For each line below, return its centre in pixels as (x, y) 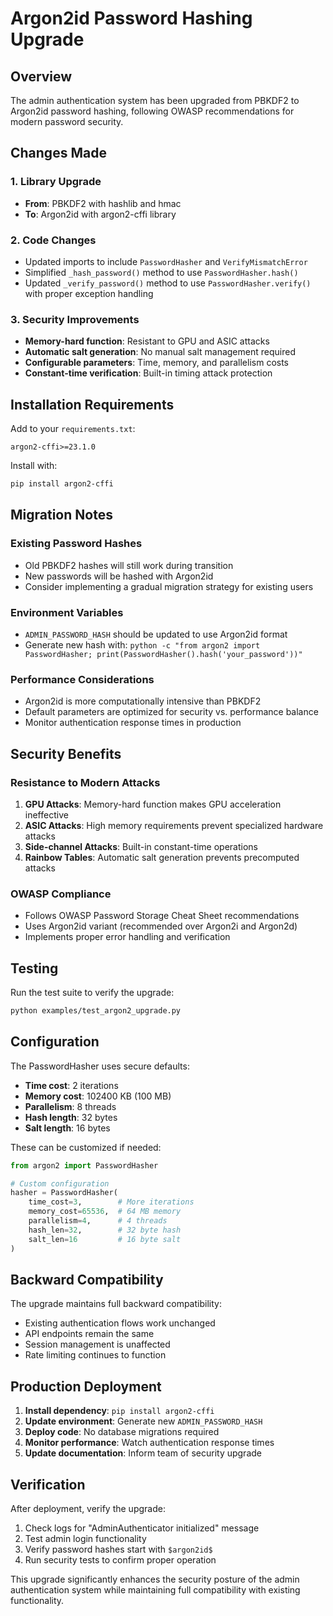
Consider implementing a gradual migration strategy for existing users (169, 586)
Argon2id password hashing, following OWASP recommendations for (152, 111)
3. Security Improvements (75, 319)
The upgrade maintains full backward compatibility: (116, 1304)
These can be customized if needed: (86, 1147)
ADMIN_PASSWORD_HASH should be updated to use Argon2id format (156, 634)
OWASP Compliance (61, 894)
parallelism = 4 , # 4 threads (98, 1221)
